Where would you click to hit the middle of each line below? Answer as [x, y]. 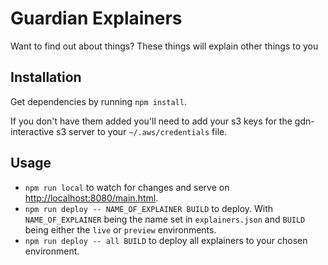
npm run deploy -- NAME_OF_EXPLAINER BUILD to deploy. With [149, 208]
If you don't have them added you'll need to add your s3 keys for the [151, 121]
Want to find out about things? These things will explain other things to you [164, 46]
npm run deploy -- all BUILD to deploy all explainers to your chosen [166, 240]
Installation [46, 77]
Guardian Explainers [96, 18]
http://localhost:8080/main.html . [91, 198]
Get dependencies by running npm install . [98, 101]
